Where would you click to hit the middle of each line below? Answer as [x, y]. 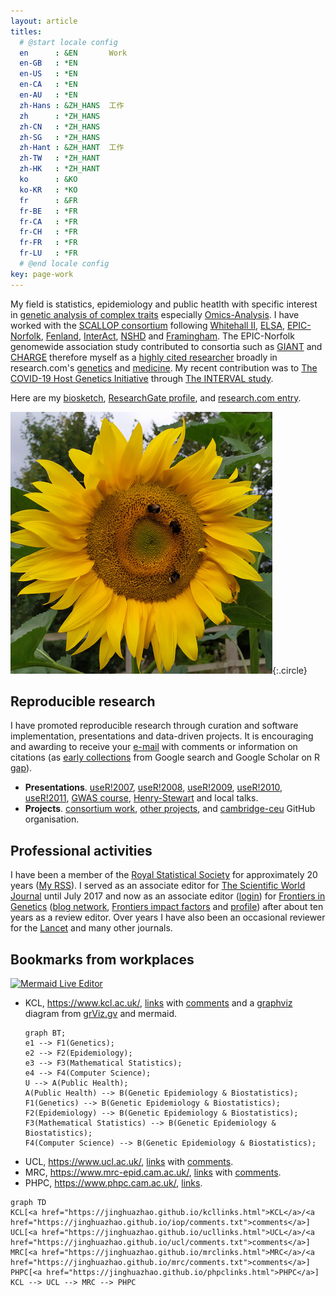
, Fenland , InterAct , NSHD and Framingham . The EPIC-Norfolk [167, 336]
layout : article [44, 21]
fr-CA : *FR [48, 221]
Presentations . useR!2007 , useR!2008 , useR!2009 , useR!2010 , [153, 787]
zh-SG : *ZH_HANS [60, 137]
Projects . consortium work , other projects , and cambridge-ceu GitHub [170, 809]
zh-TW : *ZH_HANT [60, 158]
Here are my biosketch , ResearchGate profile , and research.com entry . [156, 397]
